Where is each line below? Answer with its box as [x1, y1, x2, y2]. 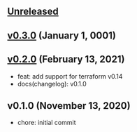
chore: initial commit [17, 119, 76, 127]
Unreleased [7, 6, 59, 18]
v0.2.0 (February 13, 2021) [7, 53, 125, 65]
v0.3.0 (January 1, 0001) [7, 29, 117, 41]
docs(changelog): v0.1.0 [17, 79, 87, 88]
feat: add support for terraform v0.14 [17, 72, 123, 80]
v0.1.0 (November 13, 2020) [7, 100, 131, 112]
